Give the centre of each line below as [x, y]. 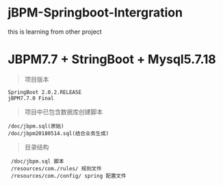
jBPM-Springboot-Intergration [95, 13]
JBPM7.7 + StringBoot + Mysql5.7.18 [112, 59]
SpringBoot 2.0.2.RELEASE [44, 92]
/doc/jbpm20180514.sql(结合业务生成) [58, 133]
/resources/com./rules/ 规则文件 [56, 168]
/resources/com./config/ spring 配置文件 [68, 176]
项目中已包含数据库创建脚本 [64, 112]
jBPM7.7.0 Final [31, 98]
